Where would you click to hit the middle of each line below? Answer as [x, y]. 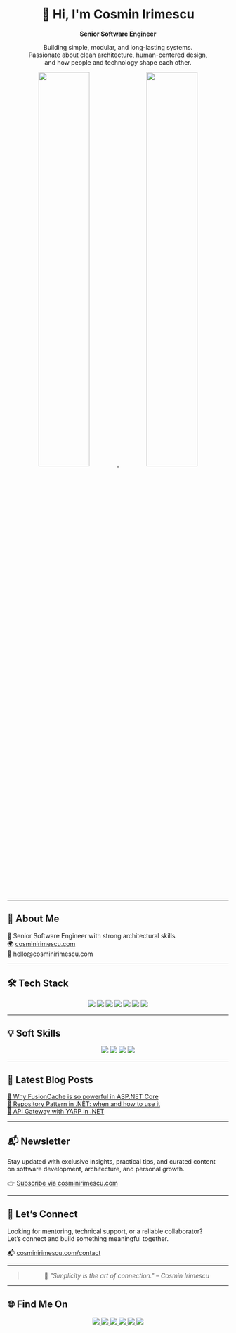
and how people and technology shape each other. [118, 62]
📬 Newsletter [39, 1141]
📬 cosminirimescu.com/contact [54, 1252]
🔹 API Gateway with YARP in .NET [56, 1112]
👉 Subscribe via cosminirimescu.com [63, 1183]
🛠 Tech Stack [38, 984]
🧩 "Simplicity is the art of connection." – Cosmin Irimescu [126, 1275]
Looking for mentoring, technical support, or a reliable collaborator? [105, 1231]
